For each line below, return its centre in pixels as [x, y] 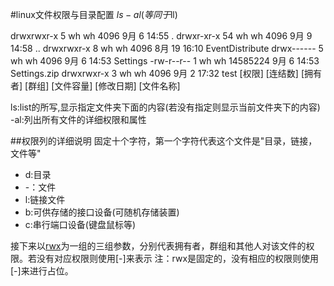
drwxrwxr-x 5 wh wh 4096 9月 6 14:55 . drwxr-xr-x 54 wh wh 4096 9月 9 [161, 36]
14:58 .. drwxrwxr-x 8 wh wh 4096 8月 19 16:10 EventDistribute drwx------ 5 [167, 48]
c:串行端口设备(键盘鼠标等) [80, 224]
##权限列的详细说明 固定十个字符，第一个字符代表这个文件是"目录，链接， [164, 141]
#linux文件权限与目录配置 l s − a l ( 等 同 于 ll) [94, 14]
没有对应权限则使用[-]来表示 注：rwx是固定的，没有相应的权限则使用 [178, 258]
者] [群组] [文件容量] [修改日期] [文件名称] [95, 86]
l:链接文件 [45, 199]
